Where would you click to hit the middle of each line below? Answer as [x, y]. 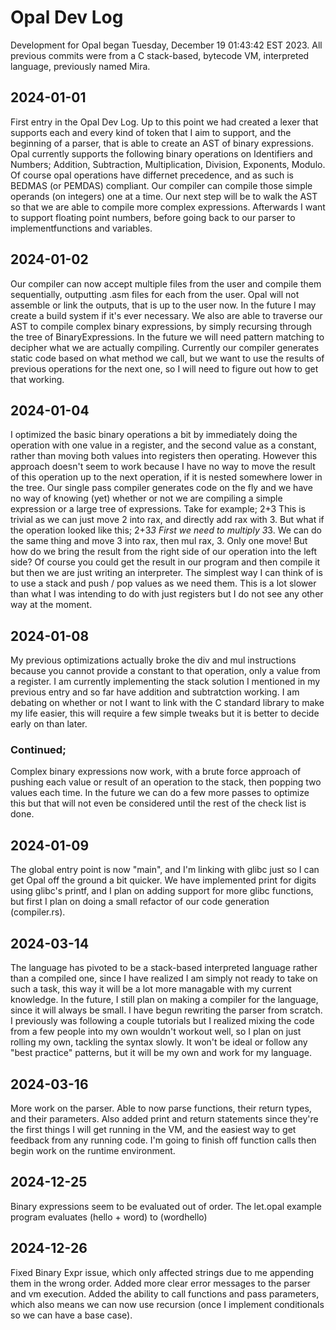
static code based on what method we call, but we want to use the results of [167, 358]
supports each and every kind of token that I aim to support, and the [151, 132]
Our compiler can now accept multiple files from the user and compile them [166, 283]
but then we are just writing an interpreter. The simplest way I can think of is [166, 573]
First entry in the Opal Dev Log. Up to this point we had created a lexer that [164, 122]
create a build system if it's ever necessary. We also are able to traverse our [166, 315]
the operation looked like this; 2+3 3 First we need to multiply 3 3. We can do [166, 530]
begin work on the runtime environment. [93, 1150]
